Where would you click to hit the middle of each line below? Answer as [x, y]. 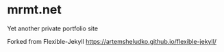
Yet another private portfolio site [52, 28]
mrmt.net [34, 10]
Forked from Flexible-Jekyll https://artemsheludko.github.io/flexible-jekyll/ [112, 41]
